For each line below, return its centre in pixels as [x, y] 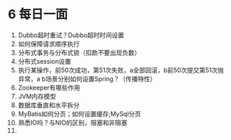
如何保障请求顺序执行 [49, 43]
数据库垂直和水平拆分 [49, 105]
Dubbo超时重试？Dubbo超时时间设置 [71, 35]
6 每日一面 [38, 14]
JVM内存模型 [37, 96]
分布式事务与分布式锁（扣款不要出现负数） [79, 52]
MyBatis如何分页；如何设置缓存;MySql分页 [80, 113]
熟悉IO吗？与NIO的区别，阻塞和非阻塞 [73, 122]
